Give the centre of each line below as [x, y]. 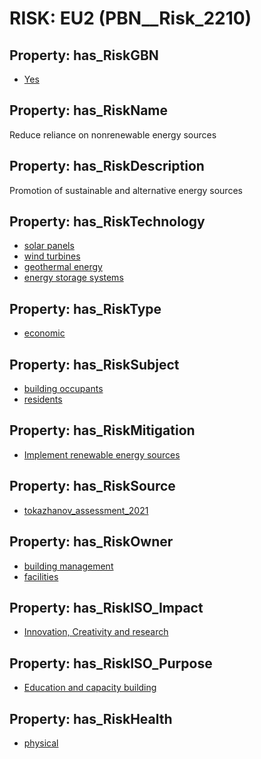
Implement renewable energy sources [102, 454]
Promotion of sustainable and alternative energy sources [126, 190]
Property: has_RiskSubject [94, 364]
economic [44, 333]
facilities [41, 576]
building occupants [63, 389]
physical [41, 743]
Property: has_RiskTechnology [107, 222]
